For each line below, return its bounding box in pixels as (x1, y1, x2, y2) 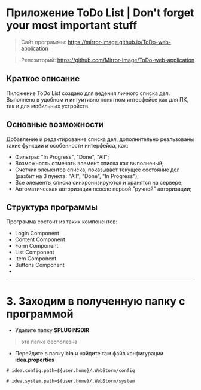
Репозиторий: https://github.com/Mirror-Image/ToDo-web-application (20, 56, 195, 63)
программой (6, 307, 74, 321)
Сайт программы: (20, 38, 67, 45)
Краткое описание (6, 73, 80, 84)
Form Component (14, 242, 59, 250)
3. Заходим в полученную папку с (6, 294, 185, 308)
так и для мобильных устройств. (6, 102, 90, 109)
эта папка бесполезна (20, 338, 78, 346)
